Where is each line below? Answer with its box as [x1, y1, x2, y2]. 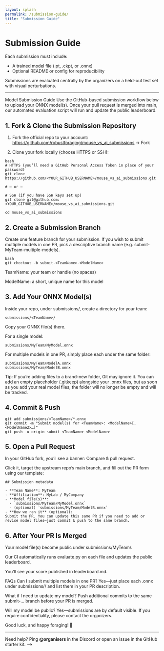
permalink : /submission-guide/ [5, 12, 69, 17]
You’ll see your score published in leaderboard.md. [5, 569, 108, 575]
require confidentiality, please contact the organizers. [5, 613, 113, 619]
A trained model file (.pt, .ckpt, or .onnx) [12, 63, 93, 69]
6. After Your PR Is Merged [5, 532, 87, 540]
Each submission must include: [5, 53, 67, 59]
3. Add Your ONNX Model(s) [5, 293, 92, 301]
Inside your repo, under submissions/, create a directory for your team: [5, 305, 147, 311]
